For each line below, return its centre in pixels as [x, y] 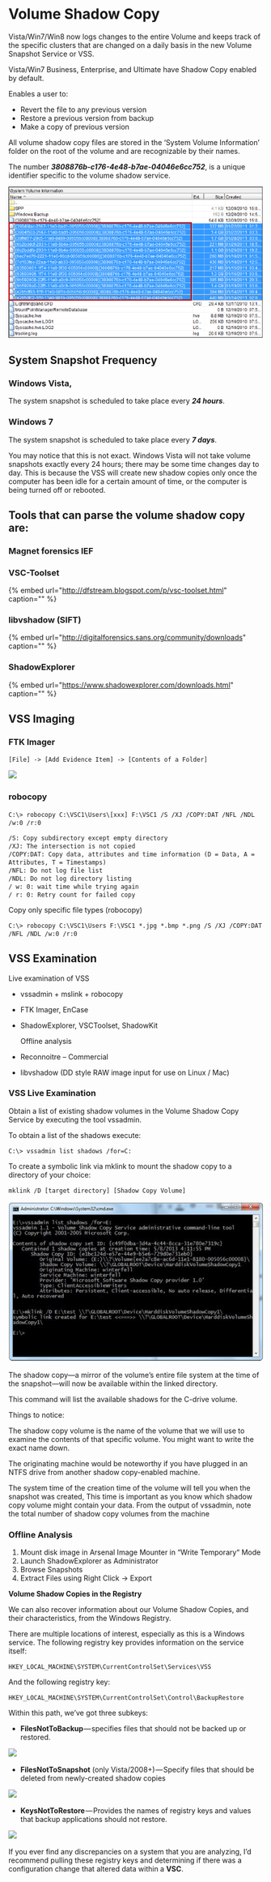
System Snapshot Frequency [83, 360]
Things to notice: [36, 1414]
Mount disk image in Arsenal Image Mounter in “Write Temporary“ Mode [140, 1552]
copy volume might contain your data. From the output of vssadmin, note [130, 1505]
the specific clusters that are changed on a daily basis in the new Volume [130, 45]
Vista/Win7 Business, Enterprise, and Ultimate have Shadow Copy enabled [133, 69]
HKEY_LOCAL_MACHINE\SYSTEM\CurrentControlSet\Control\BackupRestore [126, 1698]
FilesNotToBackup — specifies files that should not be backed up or [133, 1728]
